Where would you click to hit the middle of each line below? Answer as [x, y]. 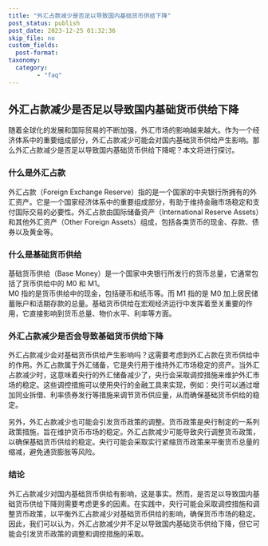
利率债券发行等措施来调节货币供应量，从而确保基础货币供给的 [151, 395]
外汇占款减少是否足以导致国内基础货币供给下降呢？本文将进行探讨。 [127, 150]
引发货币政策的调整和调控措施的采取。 [85, 533]
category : [32, 68]
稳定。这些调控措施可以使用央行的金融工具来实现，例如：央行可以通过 [137, 385]
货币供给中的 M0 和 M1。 [63, 284]
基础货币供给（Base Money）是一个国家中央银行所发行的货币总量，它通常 [130, 273]
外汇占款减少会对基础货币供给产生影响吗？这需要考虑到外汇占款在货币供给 [130, 355]
